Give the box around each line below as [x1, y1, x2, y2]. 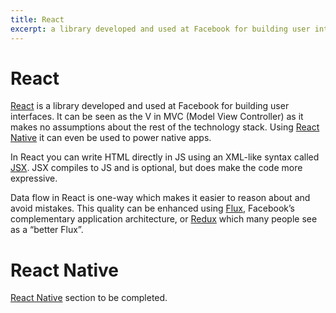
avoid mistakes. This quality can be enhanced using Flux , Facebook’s [10, 202, 295, 215]
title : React [10, 14, 65, 25]
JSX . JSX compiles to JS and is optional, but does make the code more [10, 162, 303, 174]
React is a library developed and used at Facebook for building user [10, 100, 290, 112]
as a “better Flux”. [10, 224, 84, 236]
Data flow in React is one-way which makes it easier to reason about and [10, 192, 311, 204]
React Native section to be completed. [10, 292, 168, 304]
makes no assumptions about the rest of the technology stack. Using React [10, 121, 320, 133]
